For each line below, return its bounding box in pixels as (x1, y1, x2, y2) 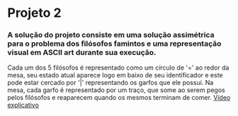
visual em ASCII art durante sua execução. (7, 48, 157, 58)
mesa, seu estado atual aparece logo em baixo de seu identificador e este (7, 71, 223, 79)
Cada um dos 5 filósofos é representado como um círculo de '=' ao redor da (7, 63, 229, 72)
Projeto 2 (7, 5, 62, 21)
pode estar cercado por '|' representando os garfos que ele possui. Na (7, 79, 214, 87)
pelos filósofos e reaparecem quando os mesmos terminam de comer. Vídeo (7, 94, 231, 102)
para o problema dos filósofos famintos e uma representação (7, 39, 222, 49)
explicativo (7, 101, 39, 110)
